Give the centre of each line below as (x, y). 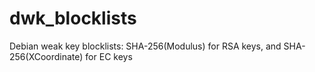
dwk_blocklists (73, 18)
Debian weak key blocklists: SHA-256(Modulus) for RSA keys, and (145, 46)
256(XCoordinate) (46, 56)
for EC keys (109, 56)
